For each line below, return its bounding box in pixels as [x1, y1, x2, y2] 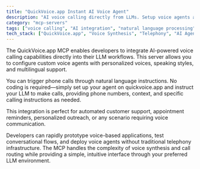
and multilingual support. [6, 66, 67, 73]
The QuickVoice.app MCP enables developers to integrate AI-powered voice [6, 47, 193, 54]
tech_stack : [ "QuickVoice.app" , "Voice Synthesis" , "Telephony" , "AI [6, 31, 183, 37]
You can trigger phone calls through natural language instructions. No [6, 78, 177, 85]
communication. [6, 120, 46, 127]
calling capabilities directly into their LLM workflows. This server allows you [6, 53, 192, 60]
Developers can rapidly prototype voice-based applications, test [6, 132, 164, 139]
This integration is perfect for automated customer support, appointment [6, 108, 185, 115]
